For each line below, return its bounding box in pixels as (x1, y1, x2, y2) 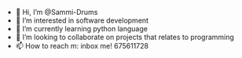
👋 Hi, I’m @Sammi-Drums (15, 8, 98, 16)
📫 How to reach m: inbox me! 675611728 (15, 42, 149, 50)
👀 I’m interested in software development (15, 16, 149, 25)
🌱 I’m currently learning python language (15, 24, 148, 33)
